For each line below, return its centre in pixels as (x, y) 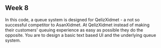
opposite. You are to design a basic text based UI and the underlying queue (81, 35)
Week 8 (17, 8)
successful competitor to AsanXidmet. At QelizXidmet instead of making (77, 25)
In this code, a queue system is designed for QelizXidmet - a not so (72, 19)
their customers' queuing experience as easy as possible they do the (74, 30)
